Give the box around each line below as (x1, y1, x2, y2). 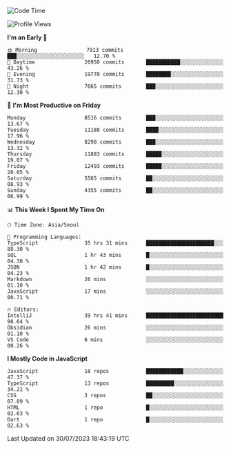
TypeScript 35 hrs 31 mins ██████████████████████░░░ (7, 240, 224, 247)
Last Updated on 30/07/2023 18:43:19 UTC (7, 434, 130, 442)
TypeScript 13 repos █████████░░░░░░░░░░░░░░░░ (7, 380, 224, 387)
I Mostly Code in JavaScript (7, 354, 88, 363)
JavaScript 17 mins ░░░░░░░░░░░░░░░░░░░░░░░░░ (7, 288, 224, 295)
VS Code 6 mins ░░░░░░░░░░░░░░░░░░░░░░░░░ (7, 336, 224, 343)
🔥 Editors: (7, 306, 39, 313)
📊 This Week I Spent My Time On (7, 206, 105, 213)
